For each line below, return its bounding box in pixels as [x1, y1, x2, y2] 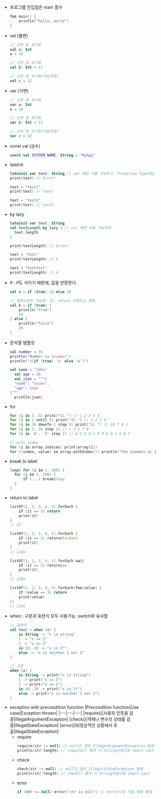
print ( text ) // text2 [9, 202, 54, 207]
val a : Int [9, 47, 32, 52]
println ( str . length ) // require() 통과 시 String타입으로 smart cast [17, 748, 155, 753]
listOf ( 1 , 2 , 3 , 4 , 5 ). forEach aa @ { [9, 558, 84, 563]
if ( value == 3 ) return [19, 590, 67, 595]
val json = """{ [14, 376, 47, 381]
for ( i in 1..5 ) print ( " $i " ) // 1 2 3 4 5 [9, 413, 100, 418]
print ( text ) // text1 [9, 189, 54, 194]
